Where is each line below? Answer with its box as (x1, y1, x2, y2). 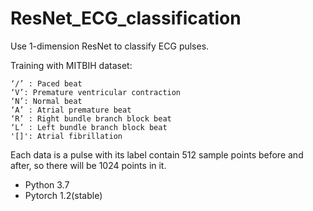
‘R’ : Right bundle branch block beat (10, 113, 172, 124)
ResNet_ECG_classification (10, 7, 242, 30)
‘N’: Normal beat (10, 96, 83, 106)
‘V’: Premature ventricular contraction (10, 87, 182, 97)
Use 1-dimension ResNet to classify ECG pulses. (10, 40, 210, 52)
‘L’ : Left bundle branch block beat (10, 122, 168, 132)
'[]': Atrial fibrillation (10, 131, 123, 141)
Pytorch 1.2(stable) (24, 189, 103, 201)
